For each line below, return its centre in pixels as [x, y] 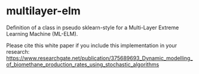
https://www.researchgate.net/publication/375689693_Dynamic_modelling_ [99, 58]
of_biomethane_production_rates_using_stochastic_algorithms [83, 64]
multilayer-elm [43, 11]
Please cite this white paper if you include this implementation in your [92, 45]
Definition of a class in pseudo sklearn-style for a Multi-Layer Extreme [93, 27]
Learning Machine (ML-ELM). [42, 33]
